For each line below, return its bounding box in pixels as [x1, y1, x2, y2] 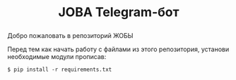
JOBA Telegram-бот [58, 4, 179, 20]
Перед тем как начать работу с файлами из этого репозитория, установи [7, 45, 230, 53]
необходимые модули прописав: [7, 53, 107, 61]
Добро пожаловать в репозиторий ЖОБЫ [7, 32, 134, 40]
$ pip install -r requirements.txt [7, 66, 112, 74]
